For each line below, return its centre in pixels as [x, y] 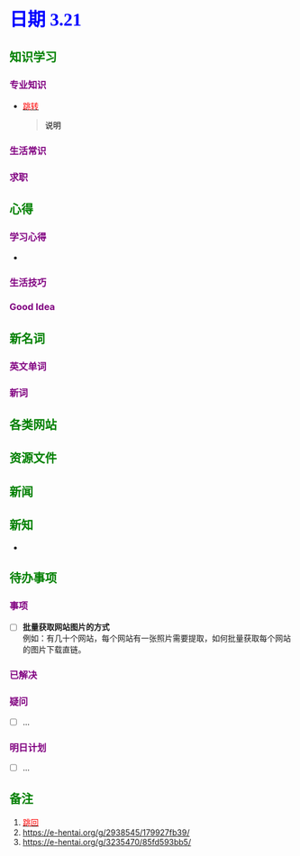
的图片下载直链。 [54, 650]
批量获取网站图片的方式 [66, 627]
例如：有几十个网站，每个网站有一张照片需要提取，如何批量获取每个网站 [156, 638]
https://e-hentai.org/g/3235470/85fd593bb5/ [107, 842]
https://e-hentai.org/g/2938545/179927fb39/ [106, 832]
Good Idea [32, 307]
